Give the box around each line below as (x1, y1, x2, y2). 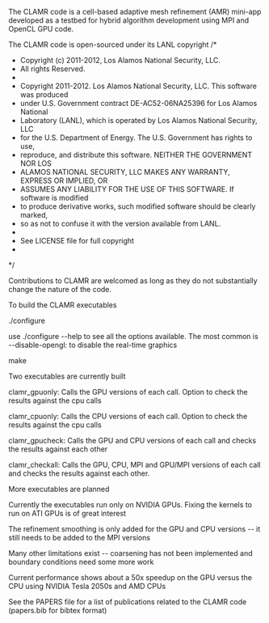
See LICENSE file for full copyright (19, 236, 135, 245)
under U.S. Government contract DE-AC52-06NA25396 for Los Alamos (19, 99, 258, 108)
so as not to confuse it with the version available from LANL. (19, 218, 221, 228)
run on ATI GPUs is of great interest (8, 509, 127, 518)
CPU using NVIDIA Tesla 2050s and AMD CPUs (8, 582, 166, 591)
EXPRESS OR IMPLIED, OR (19, 176, 108, 185)
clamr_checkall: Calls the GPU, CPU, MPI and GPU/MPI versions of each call (8, 460, 261, 469)
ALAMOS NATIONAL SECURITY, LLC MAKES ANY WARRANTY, (19, 167, 230, 176)
